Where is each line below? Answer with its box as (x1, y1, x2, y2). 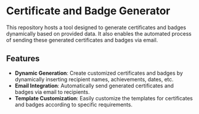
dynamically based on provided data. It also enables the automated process (6, 30, 192, 37)
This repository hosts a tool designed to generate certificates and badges (6, 24, 187, 31)
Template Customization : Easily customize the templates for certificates (14, 94, 193, 102)
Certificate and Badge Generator (6, 4, 170, 18)
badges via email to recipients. (14, 88, 90, 96)
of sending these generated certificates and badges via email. (6, 36, 159, 43)
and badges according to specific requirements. (14, 101, 132, 108)
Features (6, 53, 40, 64)
